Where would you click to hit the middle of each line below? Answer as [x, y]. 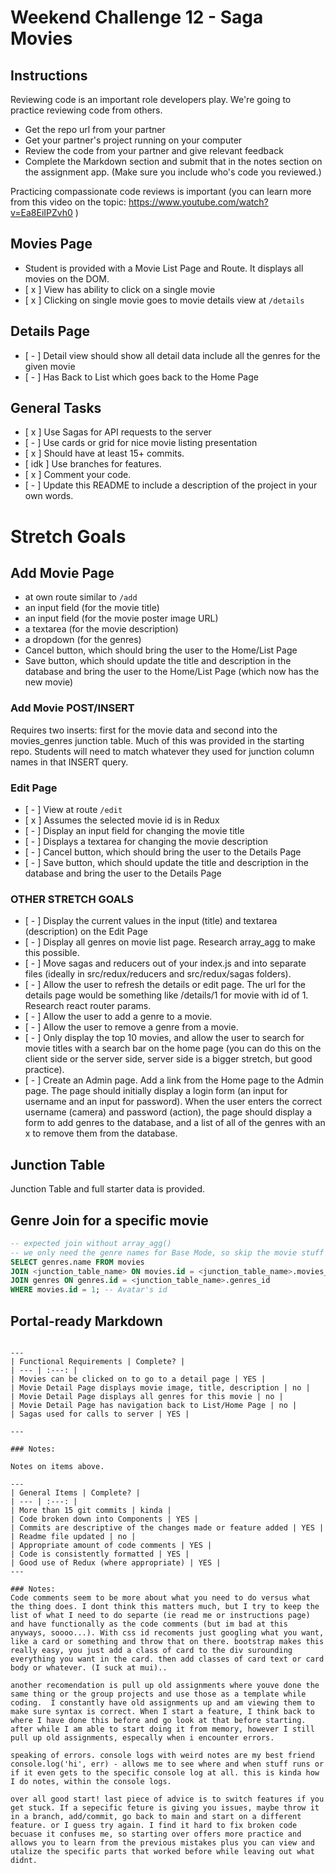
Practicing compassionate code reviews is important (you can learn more [161, 191]
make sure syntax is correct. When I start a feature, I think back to [162, 1712]
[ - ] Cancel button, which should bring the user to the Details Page [163, 852]
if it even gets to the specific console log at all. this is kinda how [165, 1773]
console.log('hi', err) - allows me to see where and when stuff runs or [167, 1764]
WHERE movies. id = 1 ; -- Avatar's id [89, 1290]
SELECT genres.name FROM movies [77, 1262]
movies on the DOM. [67, 278]
